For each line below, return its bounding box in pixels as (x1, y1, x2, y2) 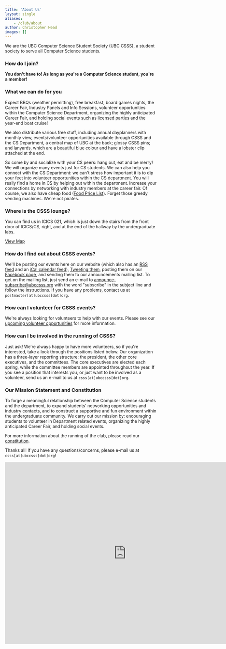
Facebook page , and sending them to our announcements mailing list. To (5, 272, 150, 278)
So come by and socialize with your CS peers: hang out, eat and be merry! (5, 159, 153, 165)
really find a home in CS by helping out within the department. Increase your (5, 180, 157, 186)
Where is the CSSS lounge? (5, 207, 71, 214)
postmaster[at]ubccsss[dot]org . (5, 292, 69, 298)
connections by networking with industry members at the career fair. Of (5, 185, 148, 191)
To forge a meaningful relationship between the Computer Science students (5, 398, 156, 404)
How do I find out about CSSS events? (5, 250, 96, 257)
